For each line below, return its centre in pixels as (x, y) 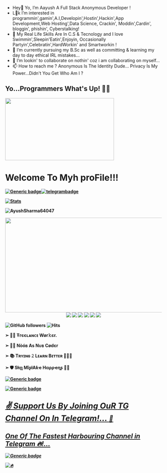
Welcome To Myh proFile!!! (62, 178)
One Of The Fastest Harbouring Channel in (73, 436)
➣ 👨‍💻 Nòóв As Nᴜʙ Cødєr (32, 345)
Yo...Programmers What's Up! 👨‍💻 (58, 89)
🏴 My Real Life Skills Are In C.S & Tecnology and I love (68, 34)
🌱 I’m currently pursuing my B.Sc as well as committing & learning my (83, 50)
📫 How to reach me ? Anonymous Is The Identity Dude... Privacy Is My (85, 66)
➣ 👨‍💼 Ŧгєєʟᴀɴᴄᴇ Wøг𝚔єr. (31, 335)
